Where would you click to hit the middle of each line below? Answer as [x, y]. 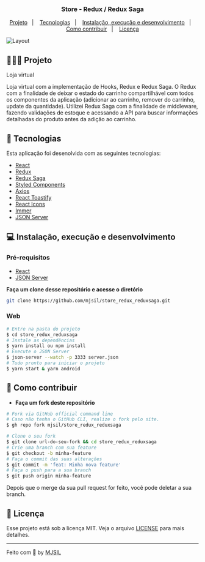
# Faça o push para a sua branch [49, 470]
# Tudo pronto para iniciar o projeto [56, 363]
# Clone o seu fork [31, 436]
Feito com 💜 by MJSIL [34, 552]
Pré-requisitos [28, 258]
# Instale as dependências [41, 340]
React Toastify [33, 197]
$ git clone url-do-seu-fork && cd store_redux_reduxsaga [81, 442]
